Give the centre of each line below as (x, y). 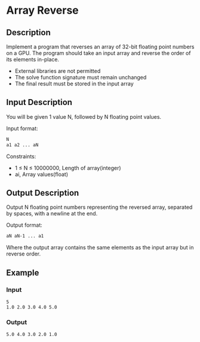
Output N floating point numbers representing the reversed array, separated (99, 207)
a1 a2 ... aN (22, 145)
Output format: (24, 225)
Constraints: (21, 156)
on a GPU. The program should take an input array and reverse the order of (99, 53)
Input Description (39, 102)
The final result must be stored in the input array (74, 84)
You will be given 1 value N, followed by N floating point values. (84, 116)
